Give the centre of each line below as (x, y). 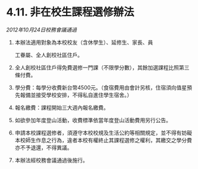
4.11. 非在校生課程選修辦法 (70, 12)
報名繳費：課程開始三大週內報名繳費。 (62, 107)
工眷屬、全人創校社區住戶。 (49, 55)
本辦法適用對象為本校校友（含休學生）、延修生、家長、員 (84, 42)
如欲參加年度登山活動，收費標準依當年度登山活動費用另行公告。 (93, 120)
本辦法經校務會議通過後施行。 (51, 160)
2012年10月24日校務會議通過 (42, 30)
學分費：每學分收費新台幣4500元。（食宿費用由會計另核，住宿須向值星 (101, 87)
